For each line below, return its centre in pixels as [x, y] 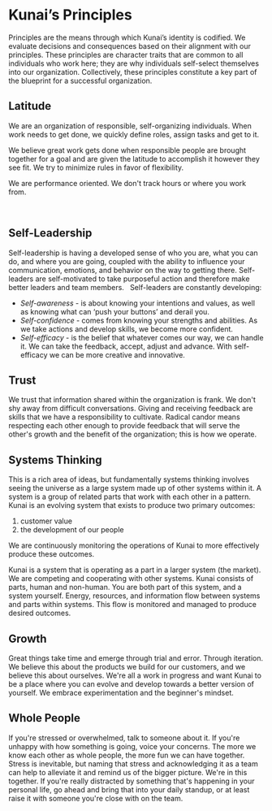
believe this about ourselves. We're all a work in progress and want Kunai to [135, 675]
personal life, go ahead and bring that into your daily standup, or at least [129, 789]
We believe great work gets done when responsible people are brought [127, 150]
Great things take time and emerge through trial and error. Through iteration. [136, 658]
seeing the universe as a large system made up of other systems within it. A [135, 488]
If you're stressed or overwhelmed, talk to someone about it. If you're [124, 738]
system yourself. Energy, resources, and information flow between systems [134, 596]
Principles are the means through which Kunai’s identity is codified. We [127, 37]
